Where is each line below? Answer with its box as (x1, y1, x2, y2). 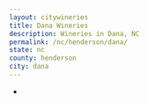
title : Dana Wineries (9, 21, 89, 30)
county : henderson (9, 54, 77, 63)
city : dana (9, 63, 49, 71)
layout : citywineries (9, 12, 89, 22)
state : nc (9, 46, 46, 55)
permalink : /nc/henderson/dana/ (9, 37, 128, 47)
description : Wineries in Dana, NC (9, 29, 140, 38)
